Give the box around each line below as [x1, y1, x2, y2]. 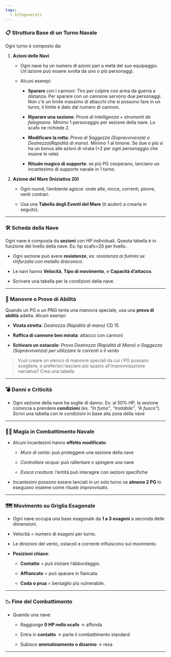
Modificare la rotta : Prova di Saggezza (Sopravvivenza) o [27, 134, 150, 141]
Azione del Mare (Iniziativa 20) [12, 176, 79, 182]
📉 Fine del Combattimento [5, 598, 73, 605]
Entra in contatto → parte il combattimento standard [20, 631, 130, 637]
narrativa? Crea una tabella [17, 368, 75, 374]
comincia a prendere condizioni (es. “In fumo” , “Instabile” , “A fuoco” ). [12, 405, 161, 411]
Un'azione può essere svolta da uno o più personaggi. [20, 68, 134, 74]
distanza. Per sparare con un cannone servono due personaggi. [27, 93, 162, 99]
